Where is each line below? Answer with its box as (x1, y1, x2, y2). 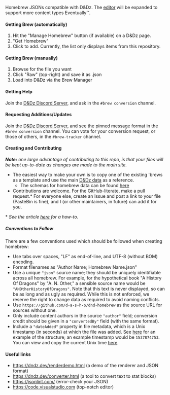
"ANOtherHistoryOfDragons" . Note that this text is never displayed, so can (12, 285, 165, 292)
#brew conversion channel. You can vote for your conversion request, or (5, 128, 156, 134)
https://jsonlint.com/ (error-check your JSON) (12, 379, 109, 385)
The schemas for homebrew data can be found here (20, 183, 129, 189)
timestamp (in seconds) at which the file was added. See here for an (12, 329, 156, 335)
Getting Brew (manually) (5, 55, 58, 61)
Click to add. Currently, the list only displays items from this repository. (12, 43, 161, 50)
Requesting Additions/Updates (5, 112, 72, 118)
